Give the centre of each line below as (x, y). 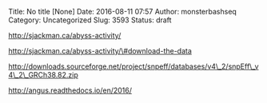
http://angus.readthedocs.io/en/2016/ (70, 90)
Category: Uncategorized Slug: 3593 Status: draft (90, 20)
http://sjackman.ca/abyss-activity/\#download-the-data (100, 51)
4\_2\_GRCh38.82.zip (43, 75)
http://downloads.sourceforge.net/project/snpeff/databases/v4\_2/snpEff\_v (133, 66)
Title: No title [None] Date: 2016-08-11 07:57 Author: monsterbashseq (123, 12)
